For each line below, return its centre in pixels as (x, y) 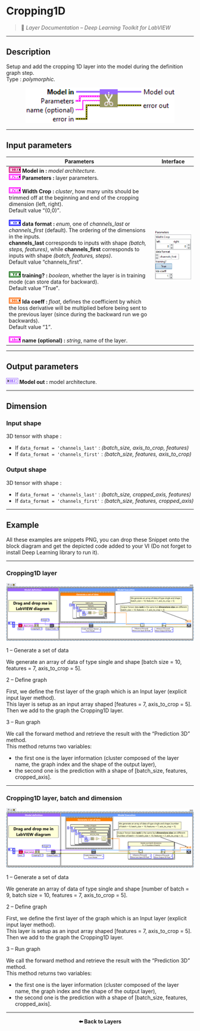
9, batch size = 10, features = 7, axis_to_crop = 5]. (67, 895)
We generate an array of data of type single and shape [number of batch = (98, 889)
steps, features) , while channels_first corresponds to (74, 249)
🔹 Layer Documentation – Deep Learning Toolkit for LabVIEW (96, 28)
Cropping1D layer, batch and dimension (64, 798)
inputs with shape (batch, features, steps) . (60, 256)
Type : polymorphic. (31, 79)
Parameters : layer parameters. (60, 178)
